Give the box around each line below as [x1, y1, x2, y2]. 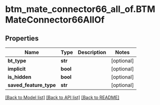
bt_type [7, 57, 26, 64]
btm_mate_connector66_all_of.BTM [5, 3, 156, 15]
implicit [7, 65, 26, 72]
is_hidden [7, 73, 31, 80]
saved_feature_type [7, 81, 56, 88]
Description [78, 49, 106, 55]
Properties [5, 34, 39, 42]
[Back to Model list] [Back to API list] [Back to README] [5, 94, 120, 100]
